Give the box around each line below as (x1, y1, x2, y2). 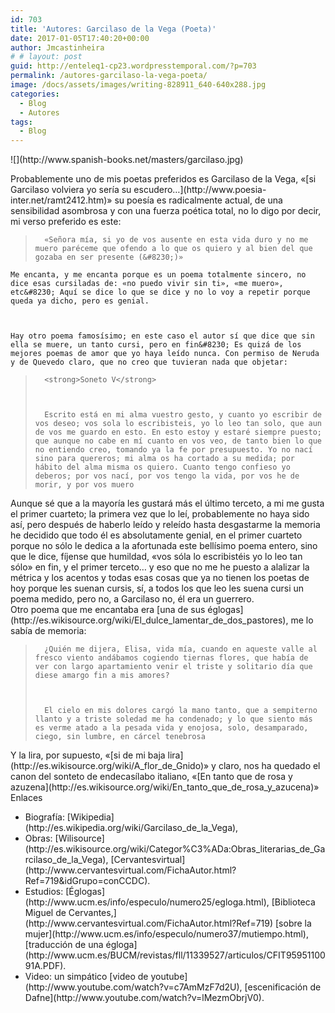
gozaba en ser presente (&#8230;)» (34, 252, 184, 263)
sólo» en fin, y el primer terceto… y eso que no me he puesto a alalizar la (10, 561, 310, 573)
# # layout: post (10, 52, 83, 62)
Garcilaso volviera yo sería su (10, 184, 132, 196)
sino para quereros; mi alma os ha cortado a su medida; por (34, 454, 296, 464)
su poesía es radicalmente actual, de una (114, 194, 283, 206)
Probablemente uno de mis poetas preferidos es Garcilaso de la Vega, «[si (10, 173, 317, 185)
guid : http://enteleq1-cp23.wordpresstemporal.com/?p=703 (10, 61, 257, 71)
